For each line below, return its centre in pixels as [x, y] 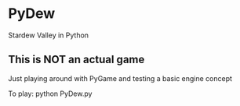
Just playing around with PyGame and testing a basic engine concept [120, 78]
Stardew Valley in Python [48, 35]
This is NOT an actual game [76, 60]
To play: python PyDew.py [50, 94]
